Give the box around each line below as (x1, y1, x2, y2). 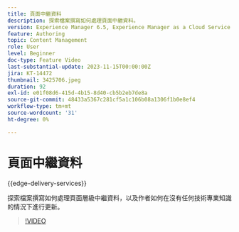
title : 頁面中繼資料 (7, 10, 62, 18)
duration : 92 (7, 83, 46, 90)
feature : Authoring (7, 30, 65, 38)
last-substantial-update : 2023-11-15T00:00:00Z (7, 63, 152, 70)
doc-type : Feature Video (7, 57, 81, 64)
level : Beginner (7, 50, 55, 57)
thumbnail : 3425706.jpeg (7, 76, 81, 84)
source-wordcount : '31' (7, 109, 78, 116)
